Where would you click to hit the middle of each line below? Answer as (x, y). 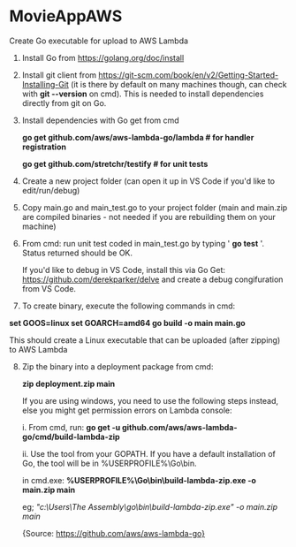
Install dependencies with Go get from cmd (100, 120)
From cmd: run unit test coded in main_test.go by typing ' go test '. (143, 243)
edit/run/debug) (51, 190)
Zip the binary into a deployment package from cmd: (118, 366)
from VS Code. (49, 288)
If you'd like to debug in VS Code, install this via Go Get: (123, 270)
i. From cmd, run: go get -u (71, 427)
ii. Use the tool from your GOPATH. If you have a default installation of (149, 453)
